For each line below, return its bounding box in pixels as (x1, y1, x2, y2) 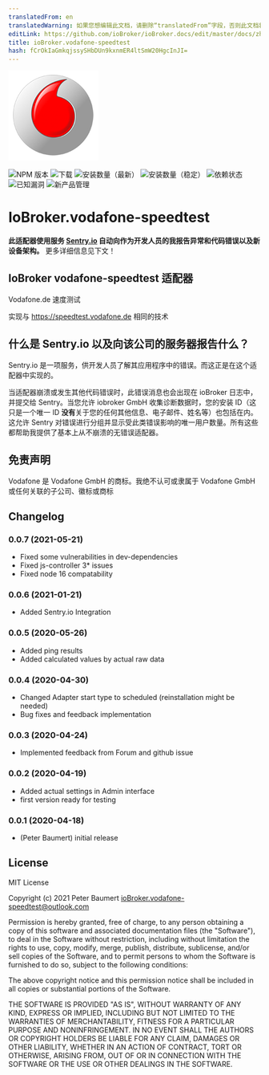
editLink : (8, 30, 42, 38)
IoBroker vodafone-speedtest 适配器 (8, 271, 194, 285)
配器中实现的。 (8, 370, 58, 380)
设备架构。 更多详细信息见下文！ (8, 246, 116, 256)
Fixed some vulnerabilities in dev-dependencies (19, 552, 179, 562)
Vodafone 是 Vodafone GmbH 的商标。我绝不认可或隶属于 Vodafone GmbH (8, 476, 256, 486)
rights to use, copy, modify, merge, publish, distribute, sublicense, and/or (8, 943, 250, 952)
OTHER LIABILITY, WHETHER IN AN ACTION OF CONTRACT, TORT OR (8, 1042, 242, 1052)
